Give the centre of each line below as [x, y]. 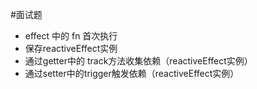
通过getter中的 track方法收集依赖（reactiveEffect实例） [138, 61]
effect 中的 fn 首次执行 [71, 36]
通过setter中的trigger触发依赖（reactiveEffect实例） [132, 73]
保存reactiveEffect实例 [71, 48]
